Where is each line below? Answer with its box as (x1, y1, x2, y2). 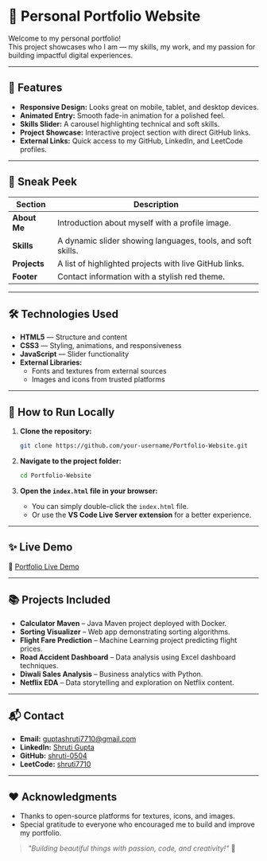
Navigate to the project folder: (19, 456, 122, 466)
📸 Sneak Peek (8, 175, 78, 189)
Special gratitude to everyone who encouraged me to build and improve (19, 820, 256, 829)
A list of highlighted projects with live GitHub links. (57, 258, 245, 269)
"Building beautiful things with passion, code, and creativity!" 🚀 (27, 843, 236, 853)
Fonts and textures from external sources (31, 366, 167, 376)
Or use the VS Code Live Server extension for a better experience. (31, 510, 252, 519)
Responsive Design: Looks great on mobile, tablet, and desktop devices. (19, 102, 259, 112)
